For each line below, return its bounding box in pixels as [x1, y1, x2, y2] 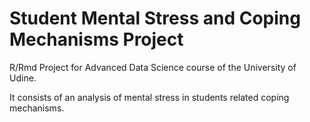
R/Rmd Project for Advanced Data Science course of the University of [9, 61, 297, 73]
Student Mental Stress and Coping [9, 7, 301, 30]
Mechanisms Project [9, 28, 184, 51]
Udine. [9, 72, 37, 84]
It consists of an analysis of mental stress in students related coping [9, 91, 290, 103]
